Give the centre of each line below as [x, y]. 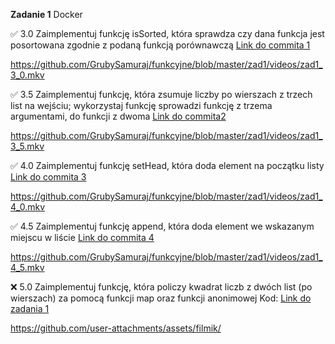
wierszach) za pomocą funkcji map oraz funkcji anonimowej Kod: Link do [161, 298]
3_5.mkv [27, 146]
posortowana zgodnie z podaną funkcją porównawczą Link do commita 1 [160, 45]
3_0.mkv [27, 75]
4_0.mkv [28, 207]
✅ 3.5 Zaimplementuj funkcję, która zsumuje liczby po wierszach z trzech [161, 94]
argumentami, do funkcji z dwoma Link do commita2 [118, 116]
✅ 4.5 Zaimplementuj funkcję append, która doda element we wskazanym [162, 226]
